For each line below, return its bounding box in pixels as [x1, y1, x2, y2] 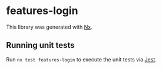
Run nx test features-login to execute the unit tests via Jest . [6, 56, 157, 63]
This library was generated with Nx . [6, 23, 92, 30]
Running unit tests [6, 40, 75, 50]
